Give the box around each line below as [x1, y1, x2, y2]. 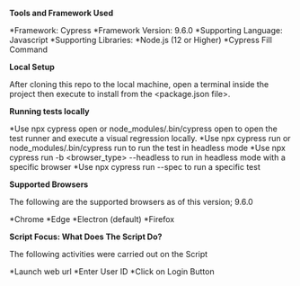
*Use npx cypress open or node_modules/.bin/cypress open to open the [9, 123, 278, 134]
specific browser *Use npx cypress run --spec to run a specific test [9, 162, 260, 172]
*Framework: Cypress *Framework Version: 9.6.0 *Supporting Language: [9, 25, 283, 35]
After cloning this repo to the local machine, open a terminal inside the [9, 79, 269, 89]
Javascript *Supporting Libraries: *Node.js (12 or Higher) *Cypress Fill [9, 35, 272, 45]
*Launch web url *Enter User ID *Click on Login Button [9, 266, 215, 277]
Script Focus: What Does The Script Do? [9, 231, 163, 242]
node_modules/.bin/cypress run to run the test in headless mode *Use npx [9, 143, 286, 153]
